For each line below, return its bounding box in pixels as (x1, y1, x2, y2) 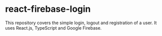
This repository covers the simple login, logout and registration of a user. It (5, 20, 157, 26)
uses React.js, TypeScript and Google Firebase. (5, 25, 102, 31)
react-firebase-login (5, 3, 91, 15)
